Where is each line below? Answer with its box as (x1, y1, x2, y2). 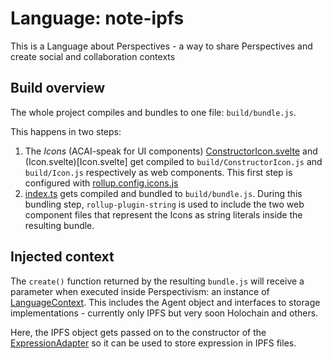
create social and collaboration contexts (10, 50, 176, 62)
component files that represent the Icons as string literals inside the (24, 208, 303, 221)
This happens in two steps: (10, 125, 122, 137)
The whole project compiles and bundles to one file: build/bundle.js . (10, 106, 297, 118)
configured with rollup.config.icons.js (24, 177, 179, 189)
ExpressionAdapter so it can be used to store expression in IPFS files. (10, 337, 297, 349)
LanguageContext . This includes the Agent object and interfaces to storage (10, 296, 321, 308)
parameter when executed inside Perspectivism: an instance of (10, 285, 270, 297)
